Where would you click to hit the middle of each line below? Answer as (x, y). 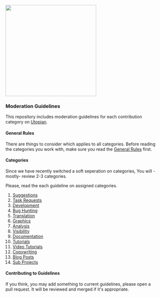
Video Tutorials (28, 246)
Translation (24, 215)
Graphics (22, 221)
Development (26, 205)
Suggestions (25, 195)
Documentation (28, 236)
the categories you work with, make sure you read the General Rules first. (79, 149)
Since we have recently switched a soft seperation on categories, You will (79, 171)
